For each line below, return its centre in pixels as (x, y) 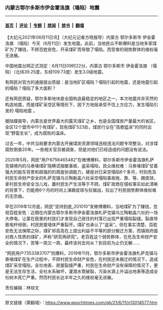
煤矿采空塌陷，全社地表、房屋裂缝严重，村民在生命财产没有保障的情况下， (79, 265)
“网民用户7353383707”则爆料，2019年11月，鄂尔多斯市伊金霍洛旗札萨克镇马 (81, 253)
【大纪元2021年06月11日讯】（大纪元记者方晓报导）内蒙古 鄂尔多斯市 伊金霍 (80, 37)
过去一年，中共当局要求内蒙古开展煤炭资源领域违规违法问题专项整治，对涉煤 (81, 143)
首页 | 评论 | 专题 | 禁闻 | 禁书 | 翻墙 (45, 25)
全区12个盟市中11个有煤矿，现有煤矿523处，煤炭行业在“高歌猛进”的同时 (76, 127)
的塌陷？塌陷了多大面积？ (31, 88)
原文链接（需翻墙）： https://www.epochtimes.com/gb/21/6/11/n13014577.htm (81, 302)
